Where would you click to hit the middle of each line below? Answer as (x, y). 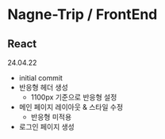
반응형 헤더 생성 (43, 87)
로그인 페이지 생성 (46, 127)
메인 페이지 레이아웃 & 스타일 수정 (71, 107)
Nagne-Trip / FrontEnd (82, 15)
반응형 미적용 (51, 117)
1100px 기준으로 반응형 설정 (74, 97)
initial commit (40, 78)
